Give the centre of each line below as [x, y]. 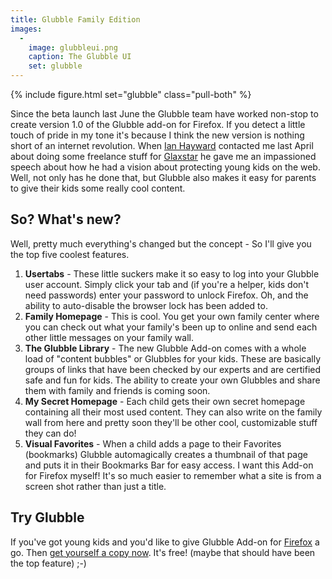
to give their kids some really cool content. [98, 188]
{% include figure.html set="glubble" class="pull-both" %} [131, 94]
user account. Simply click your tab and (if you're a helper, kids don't [167, 284]
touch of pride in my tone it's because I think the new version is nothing [157, 135]
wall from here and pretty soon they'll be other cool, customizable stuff [171, 422]
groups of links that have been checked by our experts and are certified [173, 369]
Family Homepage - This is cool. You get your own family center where [172, 316]
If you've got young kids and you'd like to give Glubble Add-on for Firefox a [165, 542]
